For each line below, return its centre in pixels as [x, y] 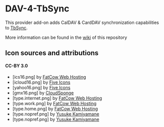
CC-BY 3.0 [17, 66]
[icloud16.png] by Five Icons [41, 82]
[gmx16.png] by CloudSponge [43, 93]
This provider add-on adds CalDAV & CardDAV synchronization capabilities [82, 22]
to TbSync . [16, 27]
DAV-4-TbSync [37, 9]
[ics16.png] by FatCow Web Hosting [49, 77]
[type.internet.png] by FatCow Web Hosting [57, 98]
